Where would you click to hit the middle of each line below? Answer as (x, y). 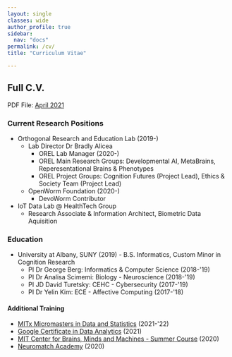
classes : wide (28, 20)
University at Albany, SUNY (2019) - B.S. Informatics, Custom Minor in (119, 255)
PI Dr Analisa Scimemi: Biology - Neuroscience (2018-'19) (111, 277)
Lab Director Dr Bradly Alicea (70, 146)
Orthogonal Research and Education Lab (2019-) (88, 138)
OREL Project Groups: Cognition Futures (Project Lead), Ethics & (132, 176)
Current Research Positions (55, 123)
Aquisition (43, 221)
